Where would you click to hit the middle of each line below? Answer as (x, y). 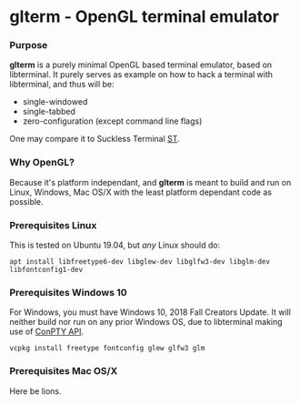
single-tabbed (49, 112)
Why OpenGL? (42, 163)
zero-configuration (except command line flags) (112, 121)
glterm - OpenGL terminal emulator (145, 17)
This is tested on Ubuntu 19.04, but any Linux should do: (115, 245)
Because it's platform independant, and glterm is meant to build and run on (150, 182)
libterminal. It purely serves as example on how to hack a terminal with (141, 75)
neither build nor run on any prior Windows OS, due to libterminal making (146, 322)
